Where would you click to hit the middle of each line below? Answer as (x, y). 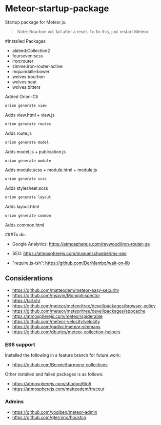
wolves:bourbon (29, 76)
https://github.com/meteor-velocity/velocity (56, 321)
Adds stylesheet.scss (27, 188)
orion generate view (26, 105)
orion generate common (28, 216)
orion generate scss (26, 179)
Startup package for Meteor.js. (36, 22)
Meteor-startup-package (57, 9)
